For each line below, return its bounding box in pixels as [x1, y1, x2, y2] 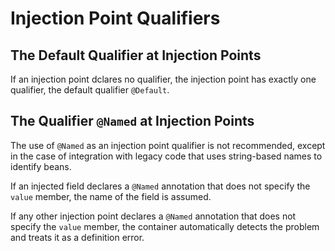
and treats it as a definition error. [10, 231, 145, 243]
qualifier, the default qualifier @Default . [10, 84, 170, 96]
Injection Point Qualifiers [10, 7, 221, 30]
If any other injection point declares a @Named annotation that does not [10, 210, 297, 222]
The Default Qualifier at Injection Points [10, 47, 262, 64]
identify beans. [10, 160, 72, 172]
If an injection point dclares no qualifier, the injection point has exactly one [10, 73, 317, 85]
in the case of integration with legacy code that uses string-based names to [10, 150, 323, 162]
